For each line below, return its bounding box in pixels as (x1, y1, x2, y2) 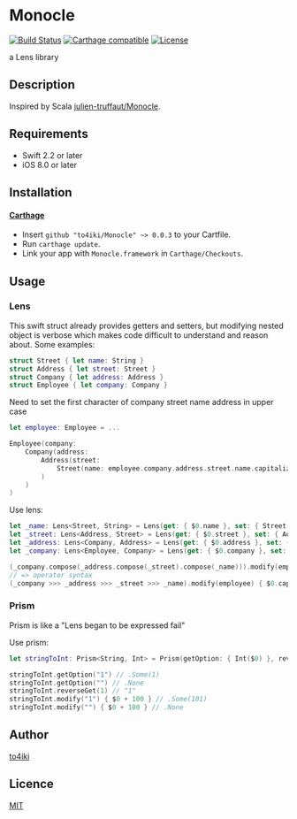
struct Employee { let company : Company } (9, 381, 168, 390)
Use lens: (9, 505, 44, 516)
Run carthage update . (21, 239, 101, 249)
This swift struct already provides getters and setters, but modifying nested (9, 320, 285, 331)
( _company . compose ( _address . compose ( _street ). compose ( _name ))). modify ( (9, 563, 278, 571)
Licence (9, 777, 55, 792)
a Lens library (9, 51, 59, 62)
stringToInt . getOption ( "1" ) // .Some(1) (9, 670, 161, 679)
